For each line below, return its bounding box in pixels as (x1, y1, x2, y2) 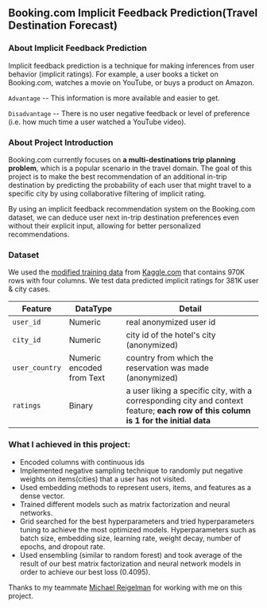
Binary (68, 400, 94, 411)
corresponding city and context (126, 396, 244, 407)
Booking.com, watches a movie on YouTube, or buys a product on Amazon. (8, 77, 255, 87)
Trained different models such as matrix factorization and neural (19, 499, 230, 509)
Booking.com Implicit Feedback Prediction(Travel (8, 6, 258, 20)
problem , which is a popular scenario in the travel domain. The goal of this (8, 163, 253, 173)
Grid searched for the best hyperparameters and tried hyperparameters (19, 516, 254, 526)
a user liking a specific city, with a (126, 385, 253, 396)
